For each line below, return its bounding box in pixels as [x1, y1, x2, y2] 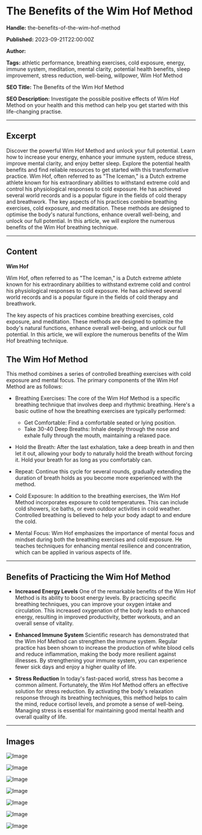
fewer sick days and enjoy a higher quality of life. [14, 663, 137, 671]
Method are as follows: [6, 383, 63, 390]
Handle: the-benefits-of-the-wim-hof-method [6, 24, 121, 31]
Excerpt [6, 131, 37, 141]
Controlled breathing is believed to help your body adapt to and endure [14, 512, 191, 519]
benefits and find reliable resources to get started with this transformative [6, 166, 189, 173]
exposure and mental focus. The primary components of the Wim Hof [6, 377, 179, 384]
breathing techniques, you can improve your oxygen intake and [14, 601, 172, 608]
